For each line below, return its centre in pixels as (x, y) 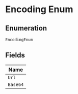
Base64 (16, 84)
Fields (15, 55)
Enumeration (26, 28)
